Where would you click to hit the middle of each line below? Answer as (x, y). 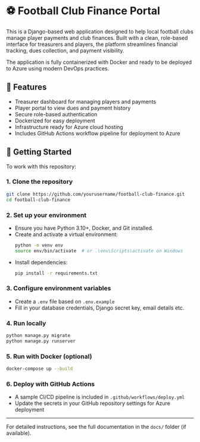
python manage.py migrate (38, 336)
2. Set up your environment (46, 215)
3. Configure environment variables (59, 288)
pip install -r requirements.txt (56, 273)
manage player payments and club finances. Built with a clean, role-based (97, 38)
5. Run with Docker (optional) (49, 356)
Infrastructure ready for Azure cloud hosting (69, 127)
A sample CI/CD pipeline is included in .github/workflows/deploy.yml (100, 397)
